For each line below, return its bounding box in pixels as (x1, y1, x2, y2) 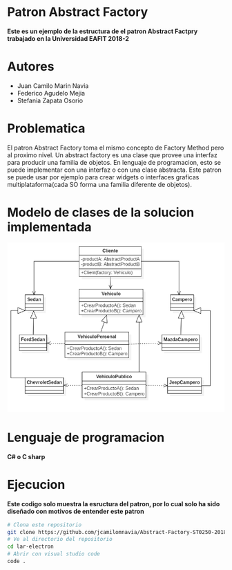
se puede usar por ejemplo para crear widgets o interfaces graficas (7, 172, 200, 181)
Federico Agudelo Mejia (17, 89, 85, 97)
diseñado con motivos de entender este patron (7, 507, 144, 515)
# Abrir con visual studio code (7, 551, 100, 558)
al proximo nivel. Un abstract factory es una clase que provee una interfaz (7, 150, 217, 159)
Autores (7, 59, 55, 75)
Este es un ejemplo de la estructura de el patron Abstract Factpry (7, 27, 198, 35)
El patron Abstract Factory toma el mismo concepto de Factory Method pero (7, 143, 224, 152)
